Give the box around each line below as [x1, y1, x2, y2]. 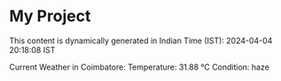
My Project [9, 6, 91, 26]
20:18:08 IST [9, 44, 56, 55]
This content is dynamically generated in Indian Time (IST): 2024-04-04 [9, 35, 273, 46]
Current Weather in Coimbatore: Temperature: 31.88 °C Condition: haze [9, 62, 270, 72]
